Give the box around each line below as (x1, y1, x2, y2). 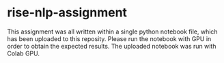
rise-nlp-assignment (7, 5, 128, 21)
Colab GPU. (7, 49, 40, 58)
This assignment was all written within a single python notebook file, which (7, 27, 218, 36)
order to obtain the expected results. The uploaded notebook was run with (7, 42, 216, 50)
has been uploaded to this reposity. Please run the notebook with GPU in (7, 34, 212, 42)
